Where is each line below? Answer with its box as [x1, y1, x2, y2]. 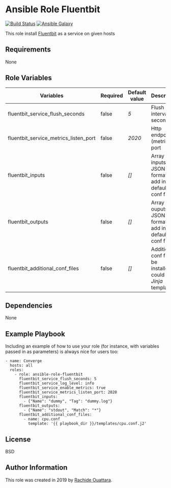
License [5, 435, 31, 444]
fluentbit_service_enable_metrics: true [18, 385, 106, 390]
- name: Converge [5, 359, 42, 364]
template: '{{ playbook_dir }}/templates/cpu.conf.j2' [27, 421, 147, 426]
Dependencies [5, 301, 52, 310]
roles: [10, 367, 24, 373]
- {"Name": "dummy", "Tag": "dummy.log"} [23, 399, 113, 404]
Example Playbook [5, 330, 65, 338]
